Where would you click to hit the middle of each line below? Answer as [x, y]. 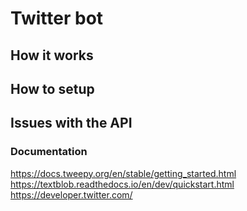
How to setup [52, 88]
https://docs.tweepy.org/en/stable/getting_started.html [123, 173]
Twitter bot [57, 18]
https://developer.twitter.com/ [71, 194]
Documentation [49, 152]
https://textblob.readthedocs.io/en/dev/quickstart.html [122, 184]
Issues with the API [71, 123]
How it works [52, 55]
